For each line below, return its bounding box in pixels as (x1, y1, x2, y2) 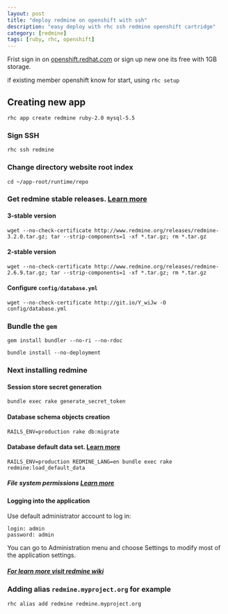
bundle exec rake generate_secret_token (7, 398, 127, 405)
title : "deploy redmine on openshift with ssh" (7, 17, 148, 24)
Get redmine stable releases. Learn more (7, 194, 147, 204)
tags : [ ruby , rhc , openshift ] (7, 36, 95, 43)
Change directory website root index (7, 163, 133, 172)
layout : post (7, 10, 45, 17)
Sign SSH (7, 130, 40, 140)
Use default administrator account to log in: (7, 512, 131, 520)
